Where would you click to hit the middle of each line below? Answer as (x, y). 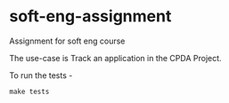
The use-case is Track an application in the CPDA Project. (115, 58)
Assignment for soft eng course (67, 41)
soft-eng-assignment (90, 16)
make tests (29, 91)
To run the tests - (41, 75)
